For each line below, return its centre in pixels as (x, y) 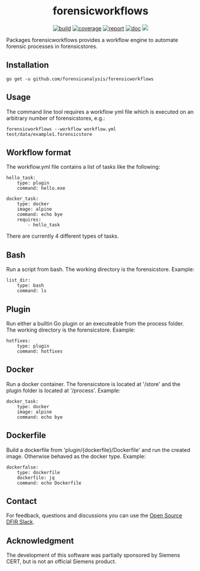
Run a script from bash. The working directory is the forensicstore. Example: (100, 269)
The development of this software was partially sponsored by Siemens (93, 555)
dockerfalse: (22, 467)
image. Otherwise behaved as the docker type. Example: (76, 456)
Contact (22, 501)
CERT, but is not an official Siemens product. (61, 561)
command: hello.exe (41, 189)
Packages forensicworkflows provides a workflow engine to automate (92, 40)
